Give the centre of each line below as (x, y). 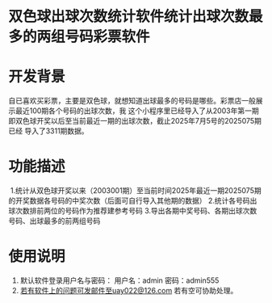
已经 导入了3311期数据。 (48, 131)
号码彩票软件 (108, 37)
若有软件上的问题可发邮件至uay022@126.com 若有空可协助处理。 (129, 290)
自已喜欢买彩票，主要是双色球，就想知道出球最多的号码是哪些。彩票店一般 (132, 101)
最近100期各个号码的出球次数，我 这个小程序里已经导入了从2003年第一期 (137, 111)
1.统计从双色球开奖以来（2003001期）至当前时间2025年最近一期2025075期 (136, 191)
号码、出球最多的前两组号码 (54, 221)
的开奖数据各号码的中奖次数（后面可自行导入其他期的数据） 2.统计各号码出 (133, 201)
